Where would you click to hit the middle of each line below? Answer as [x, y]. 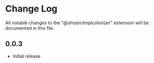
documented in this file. [30, 28]
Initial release [26, 56]
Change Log [31, 9]
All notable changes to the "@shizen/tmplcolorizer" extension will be [77, 23]
